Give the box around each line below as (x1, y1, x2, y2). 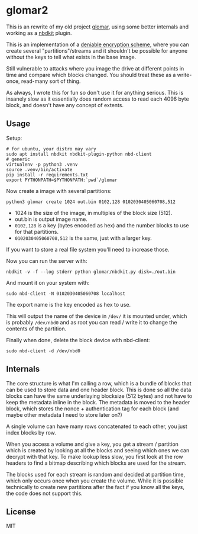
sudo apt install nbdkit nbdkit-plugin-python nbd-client (6, 151, 152, 157)
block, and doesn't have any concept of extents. (6, 101, 124, 108)
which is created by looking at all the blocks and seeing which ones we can (6, 446, 190, 453)
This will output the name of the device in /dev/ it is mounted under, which (6, 312, 187, 320)
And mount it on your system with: (6, 279, 90, 286)
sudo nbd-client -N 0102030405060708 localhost (6, 291, 126, 297)
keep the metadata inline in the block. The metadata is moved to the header (6, 398, 190, 406)
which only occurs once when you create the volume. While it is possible (6, 477, 184, 484)
